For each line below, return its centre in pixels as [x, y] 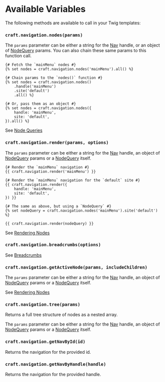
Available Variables [45, 9]
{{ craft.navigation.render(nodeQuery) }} [49, 223]
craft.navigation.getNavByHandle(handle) [56, 364]
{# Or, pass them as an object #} [41, 104]
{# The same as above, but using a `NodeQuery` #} [58, 206]
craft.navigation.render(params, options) [57, 143]
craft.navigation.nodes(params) [44, 35]
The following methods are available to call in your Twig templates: [73, 23]
